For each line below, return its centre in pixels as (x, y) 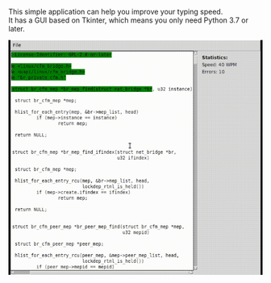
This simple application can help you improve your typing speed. (116, 12)
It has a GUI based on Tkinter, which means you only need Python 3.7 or (128, 20)
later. (17, 29)
